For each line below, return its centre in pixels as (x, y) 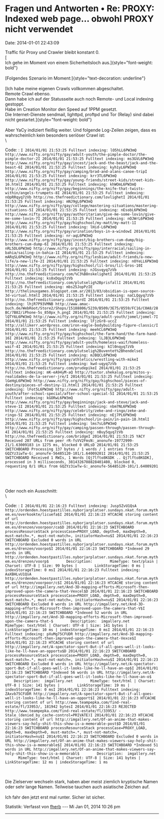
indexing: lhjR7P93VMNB (29, 304)
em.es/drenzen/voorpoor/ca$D (35, 527)
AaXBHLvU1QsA (18, 574)
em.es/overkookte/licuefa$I (34, 514)
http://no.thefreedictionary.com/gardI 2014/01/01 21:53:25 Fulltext (77, 300)
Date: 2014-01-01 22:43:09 (32, 42)
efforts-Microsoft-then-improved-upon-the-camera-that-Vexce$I (71, 638)
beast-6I (14, 167)
